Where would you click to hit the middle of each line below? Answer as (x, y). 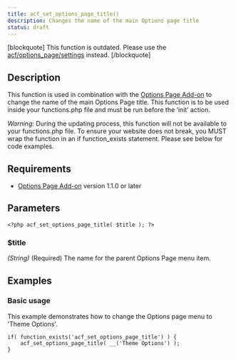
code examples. (31, 146)
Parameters (34, 209)
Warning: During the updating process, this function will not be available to (117, 124)
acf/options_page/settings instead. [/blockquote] (79, 55)
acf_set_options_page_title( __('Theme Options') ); (100, 343)
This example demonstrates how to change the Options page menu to (110, 316)
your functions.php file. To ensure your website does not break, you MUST (117, 131)
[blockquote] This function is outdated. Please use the (87, 48)
